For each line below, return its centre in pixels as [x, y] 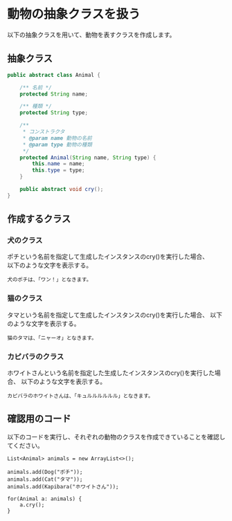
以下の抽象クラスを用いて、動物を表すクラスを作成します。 [91, 35]
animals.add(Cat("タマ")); [45, 479]
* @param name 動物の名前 [57, 138]
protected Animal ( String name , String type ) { [88, 157]
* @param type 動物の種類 [57, 145]
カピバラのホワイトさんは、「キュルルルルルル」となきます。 [80, 396]
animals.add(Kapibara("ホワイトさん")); [63, 486]
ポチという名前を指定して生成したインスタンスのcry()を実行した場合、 [108, 257]
